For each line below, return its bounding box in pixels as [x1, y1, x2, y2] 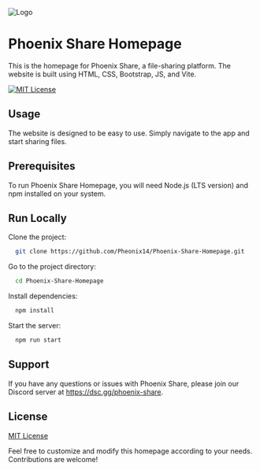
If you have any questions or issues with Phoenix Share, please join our [8, 379, 240, 388]
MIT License [8, 431, 49, 440]
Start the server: [8, 321, 61, 330]
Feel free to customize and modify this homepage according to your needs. [8, 446, 253, 456]
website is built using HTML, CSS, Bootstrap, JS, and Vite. [8, 69, 197, 79]
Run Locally [8, 211, 67, 224]
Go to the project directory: [8, 262, 96, 272]
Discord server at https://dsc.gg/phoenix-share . [8, 387, 164, 397]
